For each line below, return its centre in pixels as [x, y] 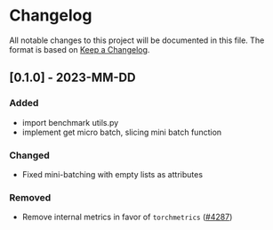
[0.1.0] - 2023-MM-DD [72, 78]
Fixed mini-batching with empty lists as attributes [112, 174]
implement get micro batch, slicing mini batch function [122, 132]
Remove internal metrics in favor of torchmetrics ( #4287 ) [127, 217]
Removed [30, 197]
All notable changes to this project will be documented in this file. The [137, 40]
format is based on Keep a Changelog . [80, 49]
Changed [30, 155]
